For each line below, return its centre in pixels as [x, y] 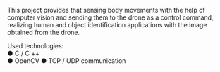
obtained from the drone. [44, 32]
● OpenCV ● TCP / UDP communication [67, 61]
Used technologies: [36, 46]
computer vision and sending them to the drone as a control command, [110, 17]
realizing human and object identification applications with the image [107, 25]
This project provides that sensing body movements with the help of [106, 10]
